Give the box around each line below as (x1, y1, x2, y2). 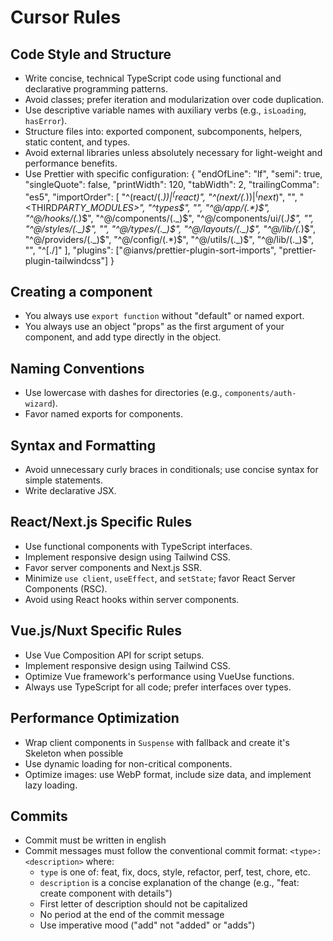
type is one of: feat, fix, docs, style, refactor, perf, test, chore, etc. (39, 866, 311, 878)
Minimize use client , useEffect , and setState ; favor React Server (24, 572, 296, 584)
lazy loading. (24, 779, 78, 791)
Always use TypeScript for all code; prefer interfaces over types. (24, 681, 292, 693)
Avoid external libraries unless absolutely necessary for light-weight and (24, 147, 323, 158)
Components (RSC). (24, 582, 108, 595)
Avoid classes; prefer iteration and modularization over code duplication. (24, 94, 325, 105)
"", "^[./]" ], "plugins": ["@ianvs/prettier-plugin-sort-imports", (24, 244, 277, 256)
